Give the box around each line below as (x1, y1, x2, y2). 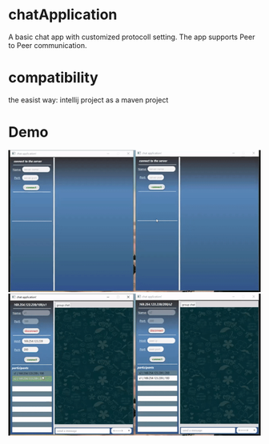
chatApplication (8, 6, 118, 24)
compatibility (8, 69, 98, 87)
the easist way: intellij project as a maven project (8, 94, 169, 105)
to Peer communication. (8, 40, 87, 50)
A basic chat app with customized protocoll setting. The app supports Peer (8, 32, 255, 42)
